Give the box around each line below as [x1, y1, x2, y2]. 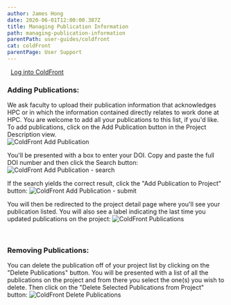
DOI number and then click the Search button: [7, 159, 139, 167]
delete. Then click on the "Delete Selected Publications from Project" [7, 284, 205, 292]
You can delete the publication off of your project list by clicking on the [7, 261, 210, 270]
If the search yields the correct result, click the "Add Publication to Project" [7, 180, 222, 188]
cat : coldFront [7, 42, 51, 49]
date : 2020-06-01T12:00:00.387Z [7, 17, 101, 24]
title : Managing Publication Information [7, 23, 129, 30]
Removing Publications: [7, 245, 89, 255]
